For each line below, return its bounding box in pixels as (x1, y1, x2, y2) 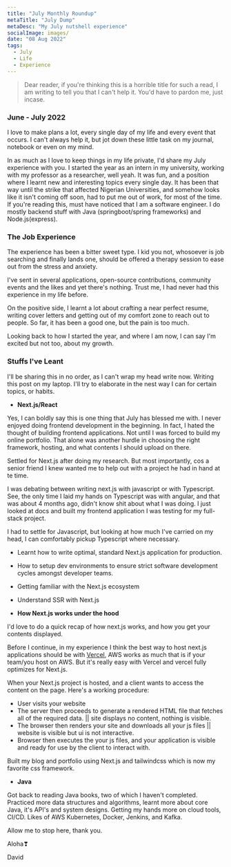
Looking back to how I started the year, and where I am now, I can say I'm (7, 332, 216, 341)
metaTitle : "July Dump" (7, 17, 76, 23)
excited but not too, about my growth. (7, 339, 114, 347)
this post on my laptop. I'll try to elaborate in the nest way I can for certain (7, 379, 217, 388)
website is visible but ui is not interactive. (17, 728, 134, 736)
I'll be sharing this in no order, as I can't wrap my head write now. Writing (7, 372, 214, 381)
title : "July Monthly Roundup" (7, 10, 97, 17)
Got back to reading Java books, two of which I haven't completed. (7, 790, 198, 799)
